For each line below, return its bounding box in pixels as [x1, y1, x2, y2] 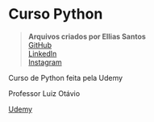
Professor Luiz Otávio [8, 88, 81, 98]
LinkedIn [27, 48, 57, 58]
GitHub [27, 40, 52, 49]
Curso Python [8, 5, 103, 23]
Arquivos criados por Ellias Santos [27, 32, 147, 41]
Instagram [27, 57, 62, 67]
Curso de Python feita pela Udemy [8, 73, 123, 82]
